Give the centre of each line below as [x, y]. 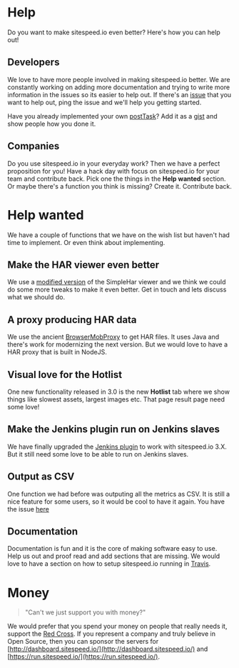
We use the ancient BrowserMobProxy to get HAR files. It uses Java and [113, 337]
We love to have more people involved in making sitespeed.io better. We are [119, 79]
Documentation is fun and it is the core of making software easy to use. [112, 549]
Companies [34, 146]
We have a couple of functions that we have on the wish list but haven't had [119, 235]
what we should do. [36, 297]
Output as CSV [41, 477]
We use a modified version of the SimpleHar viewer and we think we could [117, 282]
